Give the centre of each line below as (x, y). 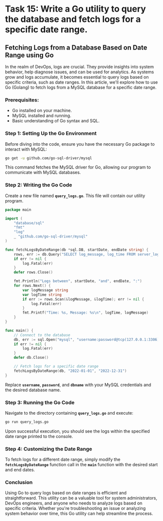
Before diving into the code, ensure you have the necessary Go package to (80, 144)
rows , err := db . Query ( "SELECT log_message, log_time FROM (75, 254)
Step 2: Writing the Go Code (39, 185)
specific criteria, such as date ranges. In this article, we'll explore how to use (81, 82)
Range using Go (30, 55)
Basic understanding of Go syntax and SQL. (56, 121)
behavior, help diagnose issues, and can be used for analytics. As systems (80, 72)
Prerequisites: (22, 100)
